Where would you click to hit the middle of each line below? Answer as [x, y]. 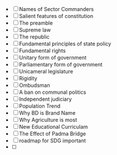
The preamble [36, 23]
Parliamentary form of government [61, 64]
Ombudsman [35, 85]
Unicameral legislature [46, 71]
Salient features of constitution [56, 16]
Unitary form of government [53, 57]
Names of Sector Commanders [56, 9]
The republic [34, 37]
